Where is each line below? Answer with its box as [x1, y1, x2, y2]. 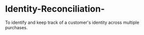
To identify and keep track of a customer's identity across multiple [5, 19, 140, 25]
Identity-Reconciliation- [5, 3, 105, 15]
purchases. [5, 24, 28, 30]
